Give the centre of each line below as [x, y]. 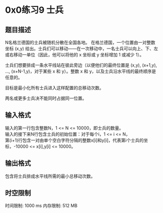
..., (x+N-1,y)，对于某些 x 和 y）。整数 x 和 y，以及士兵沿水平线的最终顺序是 [81, 71]
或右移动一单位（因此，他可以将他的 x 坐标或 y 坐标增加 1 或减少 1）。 [75, 55]
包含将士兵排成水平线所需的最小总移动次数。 [50, 176]
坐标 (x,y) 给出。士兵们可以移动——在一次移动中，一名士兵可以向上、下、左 [81, 49]
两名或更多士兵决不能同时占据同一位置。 [46, 98]
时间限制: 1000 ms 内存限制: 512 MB [41, 206]
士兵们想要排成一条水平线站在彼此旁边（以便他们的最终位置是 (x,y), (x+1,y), [81, 65]
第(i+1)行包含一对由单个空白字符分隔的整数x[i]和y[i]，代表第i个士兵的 [74, 140]
